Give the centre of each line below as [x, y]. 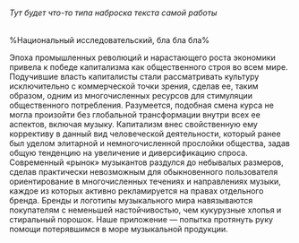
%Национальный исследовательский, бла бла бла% [110, 40]
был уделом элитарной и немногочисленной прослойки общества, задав [150, 143]
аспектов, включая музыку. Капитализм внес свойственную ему [133, 125]
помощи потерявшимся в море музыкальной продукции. [119, 230]
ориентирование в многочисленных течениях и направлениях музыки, [145, 182]
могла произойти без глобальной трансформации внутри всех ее [135, 115]
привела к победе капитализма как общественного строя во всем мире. [149, 67]
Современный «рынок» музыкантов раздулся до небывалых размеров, [146, 162]
